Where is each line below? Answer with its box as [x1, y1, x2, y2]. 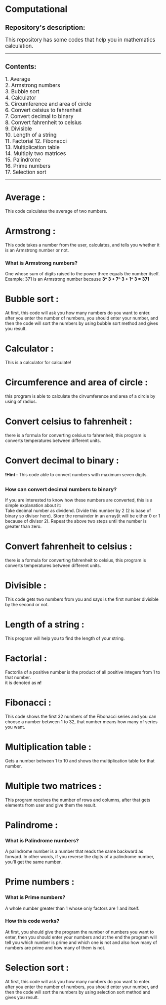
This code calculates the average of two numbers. [5, 208, 108, 214]
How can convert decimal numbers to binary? [5, 486, 117, 493]
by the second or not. [5, 601, 49, 607]
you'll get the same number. [5, 859, 62, 865]
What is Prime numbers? [5, 894, 66, 901]
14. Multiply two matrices [5, 150, 66, 157]
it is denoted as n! [5, 680, 42, 686]
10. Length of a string [5, 131, 57, 138]
